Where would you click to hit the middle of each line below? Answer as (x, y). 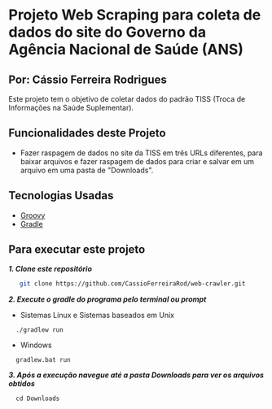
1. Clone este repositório (50, 269)
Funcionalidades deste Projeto (87, 133)
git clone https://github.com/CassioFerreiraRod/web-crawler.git (132, 284)
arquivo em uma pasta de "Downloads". (87, 170)
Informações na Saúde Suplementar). (71, 108)
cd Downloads (38, 399)
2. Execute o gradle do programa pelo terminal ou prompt (107, 299)
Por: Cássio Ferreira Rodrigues (88, 79)
